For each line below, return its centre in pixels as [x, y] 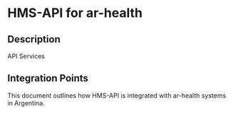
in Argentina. [26, 103]
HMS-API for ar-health [75, 13]
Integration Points [48, 78]
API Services [26, 56]
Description [34, 39]
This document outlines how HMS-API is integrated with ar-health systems [117, 95]
